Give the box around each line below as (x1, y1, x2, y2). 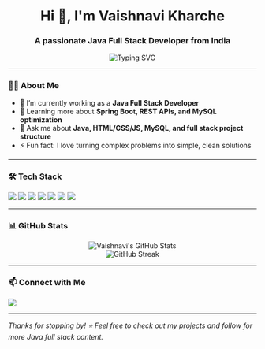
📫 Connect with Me (8, 277, 86, 288)
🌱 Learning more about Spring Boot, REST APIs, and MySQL (19, 106, 217, 116)
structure (19, 132, 51, 141)
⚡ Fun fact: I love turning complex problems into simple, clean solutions (19, 140, 252, 150)
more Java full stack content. (8, 332, 104, 341)
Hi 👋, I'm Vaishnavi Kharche (40, 7, 225, 25)
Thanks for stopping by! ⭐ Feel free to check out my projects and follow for (8, 321, 253, 330)
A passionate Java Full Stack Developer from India (34, 35, 231, 46)
